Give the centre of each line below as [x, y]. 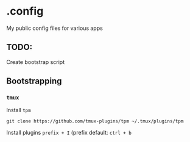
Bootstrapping [34, 81]
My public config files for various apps [55, 28]
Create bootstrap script [36, 62]
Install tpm [19, 110]
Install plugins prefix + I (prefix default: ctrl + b [69, 133]
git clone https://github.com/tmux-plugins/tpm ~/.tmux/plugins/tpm [95, 121]
